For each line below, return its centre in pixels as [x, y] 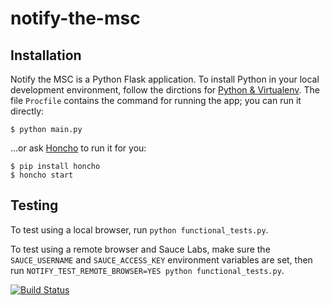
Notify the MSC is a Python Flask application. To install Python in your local [165, 79]
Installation [46, 55]
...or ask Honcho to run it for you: [78, 148]
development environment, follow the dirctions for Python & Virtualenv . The [165, 90]
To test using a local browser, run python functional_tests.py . [139, 229]
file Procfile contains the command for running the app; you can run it [156, 100]
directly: [27, 111]
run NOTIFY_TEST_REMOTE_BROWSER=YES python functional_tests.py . [147, 270]
